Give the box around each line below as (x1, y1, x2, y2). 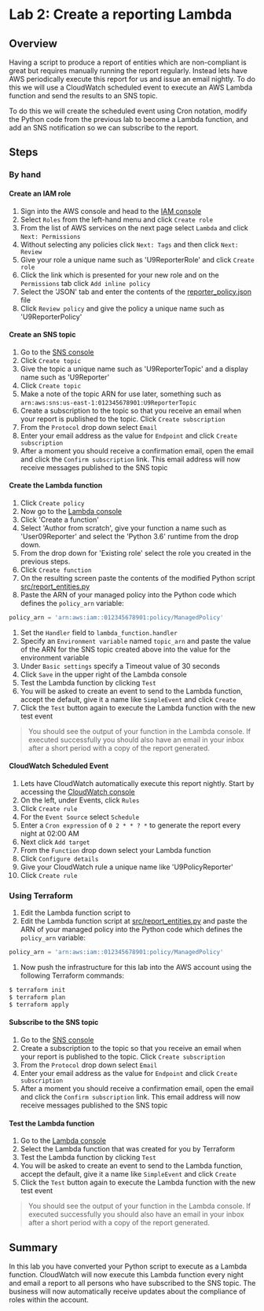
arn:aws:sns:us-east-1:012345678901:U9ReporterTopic (20, 398, 197, 406)
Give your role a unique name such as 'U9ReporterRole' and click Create (20, 255, 255, 264)
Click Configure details (20, 854, 99, 863)
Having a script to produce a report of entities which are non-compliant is (9, 57, 247, 67)
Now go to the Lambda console (20, 506, 123, 516)
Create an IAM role (9, 189, 71, 198)
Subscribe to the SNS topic (9, 1018, 99, 1027)
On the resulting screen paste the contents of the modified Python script (20, 573, 255, 582)
